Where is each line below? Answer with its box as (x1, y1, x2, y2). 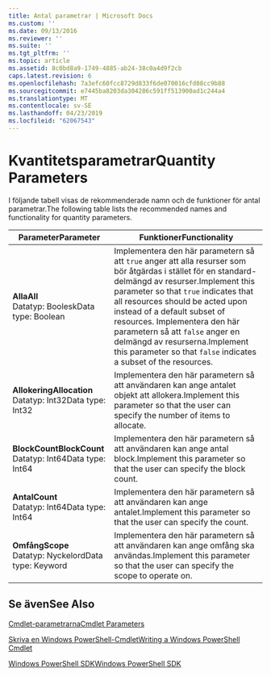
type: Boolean (12, 311, 65, 322)
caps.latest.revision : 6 (8, 72, 92, 80)
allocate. (114, 419, 147, 431)
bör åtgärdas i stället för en (114, 265, 216, 277)
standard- (217, 265, 257, 277)
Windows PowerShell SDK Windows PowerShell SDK (8, 658, 181, 668)
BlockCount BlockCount (12, 443, 105, 454)
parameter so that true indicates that (114, 286, 254, 297)
